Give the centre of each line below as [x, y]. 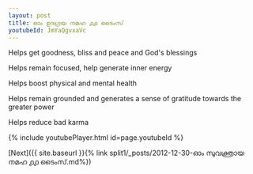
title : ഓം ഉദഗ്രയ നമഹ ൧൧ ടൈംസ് [66, 23]
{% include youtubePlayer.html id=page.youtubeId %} [96, 138]
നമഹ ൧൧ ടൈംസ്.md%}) [50, 162]
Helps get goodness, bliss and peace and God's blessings [103, 53]
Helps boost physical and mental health [72, 83]
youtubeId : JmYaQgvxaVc [47, 30]
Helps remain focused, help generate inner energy [90, 68]
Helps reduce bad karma [49, 123]
